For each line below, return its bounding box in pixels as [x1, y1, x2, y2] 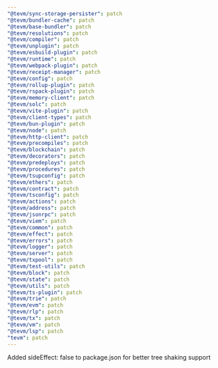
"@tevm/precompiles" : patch [7, 140, 89, 147]
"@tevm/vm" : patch [7, 321, 60, 328]
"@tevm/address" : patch [7, 205, 76, 212]
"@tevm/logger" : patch [7, 243, 73, 251]
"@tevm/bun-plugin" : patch [7, 120, 85, 128]
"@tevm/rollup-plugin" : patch [7, 82, 95, 89]
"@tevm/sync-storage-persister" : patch [7, 10, 123, 17]
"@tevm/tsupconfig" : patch [7, 172, 85, 179]
